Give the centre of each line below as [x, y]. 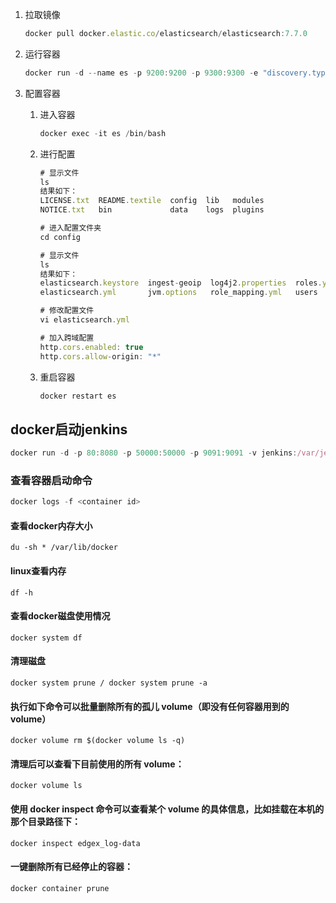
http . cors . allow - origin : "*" [100, 356]
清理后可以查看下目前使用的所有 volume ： [97, 764]
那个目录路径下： [45, 822]
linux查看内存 [38, 571]
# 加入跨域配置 [67, 338]
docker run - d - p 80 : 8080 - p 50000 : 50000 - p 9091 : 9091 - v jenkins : [154, 453]
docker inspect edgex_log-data [75, 843]
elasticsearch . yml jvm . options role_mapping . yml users [178, 293]
